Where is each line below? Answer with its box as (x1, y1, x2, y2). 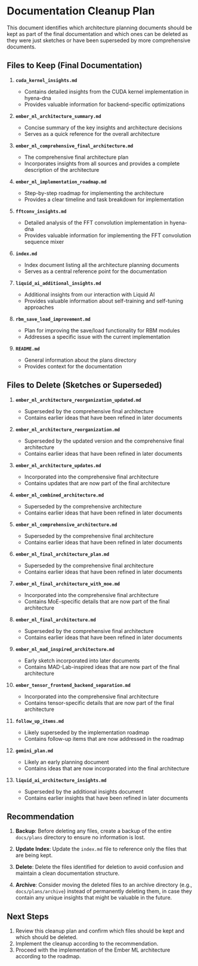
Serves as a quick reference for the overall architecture (24, 130, 160, 137)
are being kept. (15, 852, 53, 859)
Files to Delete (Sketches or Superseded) (7, 380, 163, 390)
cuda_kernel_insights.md (15, 77, 78, 83)
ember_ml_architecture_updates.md (15, 462, 101, 468)
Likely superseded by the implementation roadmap (24, 729, 150, 736)
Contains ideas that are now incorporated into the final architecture (24, 765, 190, 772)
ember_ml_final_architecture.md (15, 617, 96, 623)
